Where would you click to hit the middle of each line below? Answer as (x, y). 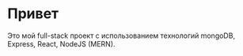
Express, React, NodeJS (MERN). (61, 43)
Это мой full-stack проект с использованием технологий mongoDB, (121, 35)
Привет (33, 14)
